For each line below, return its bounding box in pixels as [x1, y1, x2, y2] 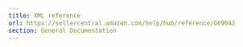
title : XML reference [8, 11, 81, 20]
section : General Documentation [8, 26, 117, 34]
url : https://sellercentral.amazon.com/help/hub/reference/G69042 [8, 19, 236, 27]
